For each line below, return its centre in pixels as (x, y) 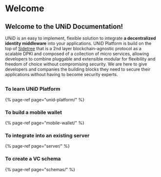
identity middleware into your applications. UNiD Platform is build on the (78, 43)
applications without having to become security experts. (61, 74)
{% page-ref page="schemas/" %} (40, 169)
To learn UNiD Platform (33, 89)
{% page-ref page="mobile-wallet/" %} (45, 123)
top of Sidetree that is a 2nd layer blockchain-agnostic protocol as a (73, 49)
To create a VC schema (33, 159)
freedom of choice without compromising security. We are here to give (76, 64)
